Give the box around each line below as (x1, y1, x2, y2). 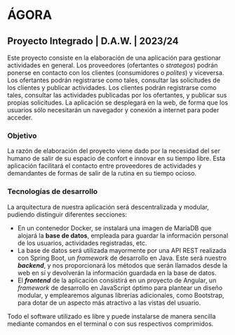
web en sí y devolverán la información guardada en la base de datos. (17, 268, 217, 277)
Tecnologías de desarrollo (7, 187, 98, 197)
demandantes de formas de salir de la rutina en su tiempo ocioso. (7, 169, 197, 178)
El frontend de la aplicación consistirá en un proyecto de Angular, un (17, 276, 217, 284)
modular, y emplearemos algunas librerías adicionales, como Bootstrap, (17, 291, 224, 299)
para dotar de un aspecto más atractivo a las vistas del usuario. (17, 298, 201, 307)
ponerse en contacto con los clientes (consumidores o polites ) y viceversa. (7, 69, 224, 77)
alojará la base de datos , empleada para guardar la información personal (17, 231, 229, 239)
